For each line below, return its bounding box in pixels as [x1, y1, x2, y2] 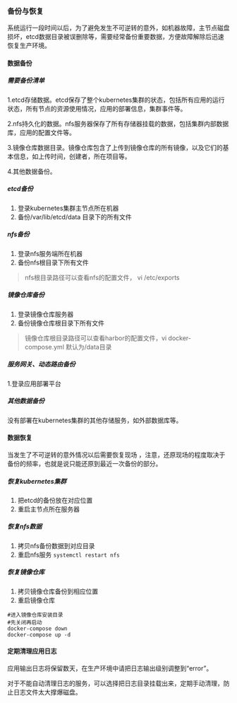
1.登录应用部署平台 [7, 379, 61, 388]
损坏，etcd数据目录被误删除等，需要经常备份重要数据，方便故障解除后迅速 [7, 33, 224, 41]
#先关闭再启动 [7, 619, 42, 626]
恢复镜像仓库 [7, 568, 44, 576]
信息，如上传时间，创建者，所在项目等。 [13, 152, 131, 161]
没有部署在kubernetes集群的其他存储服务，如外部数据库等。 [7, 416, 183, 424]
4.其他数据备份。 [7, 167, 56, 175]
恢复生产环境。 [7, 41, 51, 50]
